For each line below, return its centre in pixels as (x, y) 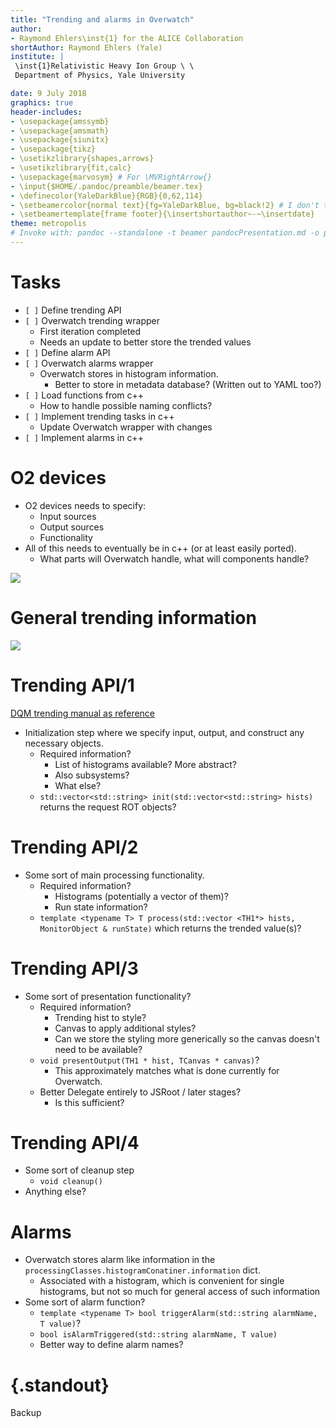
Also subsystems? (92, 775)
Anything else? (55, 1192)
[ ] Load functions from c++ (84, 395)
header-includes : (46, 112)
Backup (26, 1413)
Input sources (68, 516)
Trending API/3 (74, 968)
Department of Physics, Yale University (100, 76)
